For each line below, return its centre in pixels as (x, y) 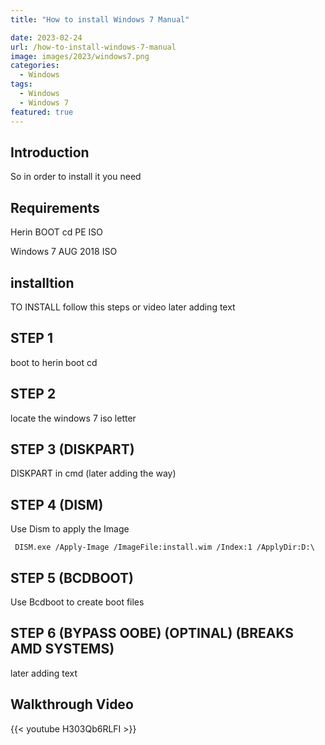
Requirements (55, 207)
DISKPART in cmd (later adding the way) (93, 473)
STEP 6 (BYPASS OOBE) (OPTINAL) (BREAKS (152, 633)
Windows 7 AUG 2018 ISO (64, 252)
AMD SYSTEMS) (62, 649)
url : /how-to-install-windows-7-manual (93, 47)
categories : (35, 66)
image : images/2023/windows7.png (80, 56)
